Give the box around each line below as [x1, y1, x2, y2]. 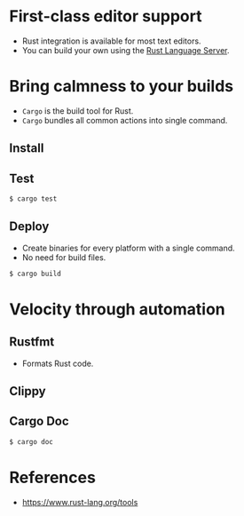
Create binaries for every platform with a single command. [21, 242, 235, 253]
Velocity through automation [9, 299, 225, 319]
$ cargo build [9, 269, 62, 278]
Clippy [9, 384, 46, 399]
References [9, 467, 96, 488]
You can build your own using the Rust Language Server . [21, 44, 230, 55]
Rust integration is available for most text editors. [21, 36, 201, 46]
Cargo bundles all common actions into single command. [21, 115, 228, 125]
